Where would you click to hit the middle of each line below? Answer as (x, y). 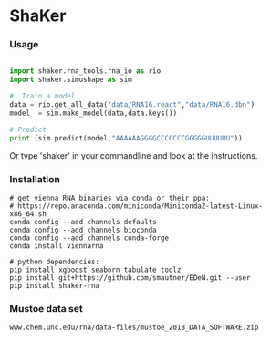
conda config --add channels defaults (83, 222)
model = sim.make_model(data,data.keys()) (94, 113)
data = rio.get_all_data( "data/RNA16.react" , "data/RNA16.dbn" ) (132, 105)
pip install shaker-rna (55, 285)
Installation (35, 179)
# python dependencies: (55, 262)
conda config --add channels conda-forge (89, 238)
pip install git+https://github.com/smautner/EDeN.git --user (130, 278)
